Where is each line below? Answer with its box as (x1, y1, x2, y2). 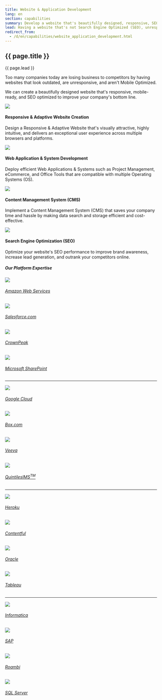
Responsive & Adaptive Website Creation (5, 114, 89, 120)
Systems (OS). (5, 176, 34, 182)
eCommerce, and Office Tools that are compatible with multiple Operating (5, 172, 152, 177)
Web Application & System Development (5, 156, 88, 161)
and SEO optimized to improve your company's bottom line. (18, 94, 137, 100)
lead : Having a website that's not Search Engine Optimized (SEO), (5, 25, 144, 30)
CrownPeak (5, 340, 28, 346)
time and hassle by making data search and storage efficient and (5, 213, 134, 219)
